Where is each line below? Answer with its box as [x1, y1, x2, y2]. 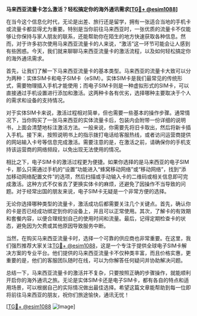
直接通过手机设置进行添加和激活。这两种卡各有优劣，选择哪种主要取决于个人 [6, 89, 191, 96]
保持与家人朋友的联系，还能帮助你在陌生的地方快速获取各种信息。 [21, 33, 181, 40]
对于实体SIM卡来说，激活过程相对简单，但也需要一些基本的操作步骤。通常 [6, 109, 185, 116]
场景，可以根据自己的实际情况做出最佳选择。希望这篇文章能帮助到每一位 [11, 284, 186, 291]
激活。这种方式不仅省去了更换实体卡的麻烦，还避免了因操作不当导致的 [11, 180, 181, 187]
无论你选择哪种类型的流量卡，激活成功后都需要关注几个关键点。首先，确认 [6, 200, 186, 207]
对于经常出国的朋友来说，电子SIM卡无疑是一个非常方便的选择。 [16, 188, 170, 194]
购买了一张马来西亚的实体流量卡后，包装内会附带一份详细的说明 [31, 117, 186, 123]
